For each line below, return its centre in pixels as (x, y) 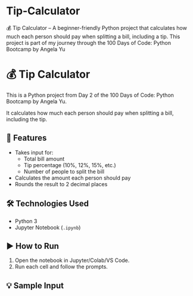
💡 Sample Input (35, 286)
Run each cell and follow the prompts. (61, 267)
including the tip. (27, 119)
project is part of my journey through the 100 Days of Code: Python (89, 42)
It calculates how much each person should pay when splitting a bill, (90, 113)
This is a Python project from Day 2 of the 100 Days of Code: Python (90, 95)
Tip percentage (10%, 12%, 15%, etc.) (70, 165)
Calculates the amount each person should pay (73, 178)
